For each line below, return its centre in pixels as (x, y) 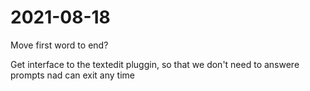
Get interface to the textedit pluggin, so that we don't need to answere (155, 64)
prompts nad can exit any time (72, 75)
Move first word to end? (59, 45)
